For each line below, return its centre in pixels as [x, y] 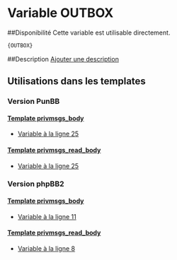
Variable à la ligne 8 [46, 248]
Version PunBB [34, 102]
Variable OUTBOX [61, 13]
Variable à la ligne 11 [47, 216]
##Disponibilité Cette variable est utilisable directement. [89, 32]
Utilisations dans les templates [77, 82]
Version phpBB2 [36, 184]
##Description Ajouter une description [63, 59]
